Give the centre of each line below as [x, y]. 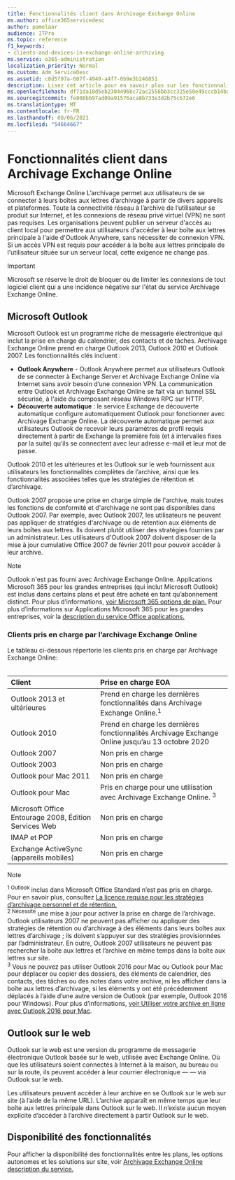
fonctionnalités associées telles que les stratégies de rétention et [101, 479]
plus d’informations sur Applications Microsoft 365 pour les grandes [106, 609]
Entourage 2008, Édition [51, 818]
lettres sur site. [29, 958]
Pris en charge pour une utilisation [157, 787]
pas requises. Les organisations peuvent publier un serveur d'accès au [109, 223]
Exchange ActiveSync [47, 849]
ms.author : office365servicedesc [56, 20]
